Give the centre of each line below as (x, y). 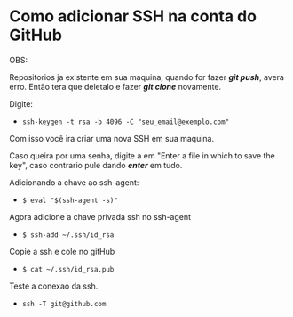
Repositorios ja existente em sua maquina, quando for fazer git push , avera (146, 77)
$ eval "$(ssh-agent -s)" (70, 200)
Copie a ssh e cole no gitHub (62, 251)
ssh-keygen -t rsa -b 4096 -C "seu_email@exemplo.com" (126, 122)
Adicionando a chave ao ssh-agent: (74, 182)
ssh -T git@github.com (64, 304)
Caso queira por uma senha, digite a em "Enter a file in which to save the (142, 155)
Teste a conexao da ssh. (54, 286)
